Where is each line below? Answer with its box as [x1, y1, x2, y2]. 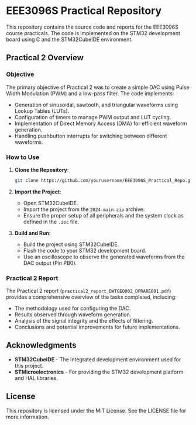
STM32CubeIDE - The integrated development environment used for [14, 355, 181, 363]
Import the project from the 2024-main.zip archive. [23, 206, 145, 213]
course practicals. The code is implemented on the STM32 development [6, 29, 180, 36]
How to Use [6, 153, 40, 161]
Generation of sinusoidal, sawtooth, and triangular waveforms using [14, 101, 178, 108]
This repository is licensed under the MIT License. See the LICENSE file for [6, 407, 187, 414]
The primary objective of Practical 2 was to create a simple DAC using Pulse [6, 84, 190, 91]
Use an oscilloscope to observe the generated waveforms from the [23, 253, 185, 260]
